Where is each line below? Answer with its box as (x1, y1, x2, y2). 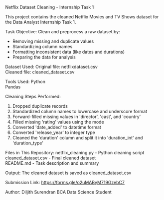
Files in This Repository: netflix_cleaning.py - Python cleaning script (5, 150, 145, 155)
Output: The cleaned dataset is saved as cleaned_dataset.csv (5, 170, 132, 176)
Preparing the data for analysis (12, 54, 76, 60)
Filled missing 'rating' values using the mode (12, 119, 104, 125)
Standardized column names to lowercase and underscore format (12, 109, 148, 114)
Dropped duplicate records (12, 103, 68, 109)
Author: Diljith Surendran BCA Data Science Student (5, 189, 112, 195)
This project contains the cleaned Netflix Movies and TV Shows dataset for (5, 14, 159, 19)
